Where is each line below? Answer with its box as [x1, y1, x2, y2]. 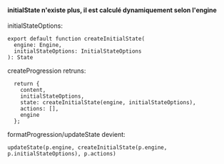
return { [14, 81, 40, 88]
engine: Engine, [14, 41, 62, 49]
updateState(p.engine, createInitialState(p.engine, [7, 144, 168, 151]
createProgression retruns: [7, 66, 86, 75]
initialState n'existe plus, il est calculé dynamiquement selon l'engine [7, 6, 218, 14]
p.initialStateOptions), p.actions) [7, 150, 116, 158]
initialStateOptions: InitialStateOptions [14, 48, 142, 55]
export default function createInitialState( [7, 36, 145, 43]
